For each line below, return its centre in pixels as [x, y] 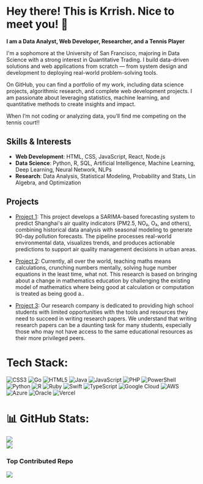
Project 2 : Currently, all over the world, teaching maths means [93, 261]
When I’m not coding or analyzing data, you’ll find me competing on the [96, 116]
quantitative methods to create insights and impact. [71, 104]
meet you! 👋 [37, 24]
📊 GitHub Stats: [48, 418]
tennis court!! [23, 122]
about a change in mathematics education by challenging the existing [103, 281]
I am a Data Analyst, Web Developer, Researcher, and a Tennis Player [96, 41]
